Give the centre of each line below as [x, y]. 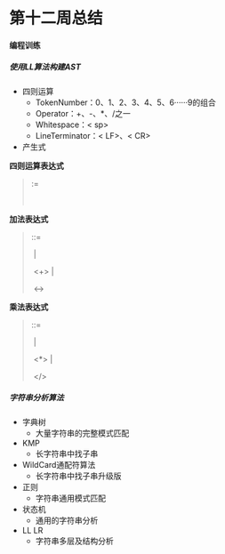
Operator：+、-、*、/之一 [83, 113]
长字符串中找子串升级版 [78, 476]
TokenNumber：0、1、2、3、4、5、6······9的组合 [125, 102]
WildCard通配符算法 [59, 464]
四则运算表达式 [36, 165]
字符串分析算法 [36, 397]
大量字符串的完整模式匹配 [82, 433]
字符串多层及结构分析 [74, 541]
